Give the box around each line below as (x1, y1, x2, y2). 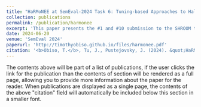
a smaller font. (6, 95, 42, 102)
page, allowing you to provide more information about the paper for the (6, 76, 181, 83)
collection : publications (6, 14, 71, 20)
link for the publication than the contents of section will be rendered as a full (6, 70, 194, 77)
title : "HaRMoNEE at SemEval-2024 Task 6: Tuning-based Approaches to (6, 8, 186, 15)
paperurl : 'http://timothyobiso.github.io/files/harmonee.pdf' (6, 42, 167, 48)
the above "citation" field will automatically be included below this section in (6, 89, 194, 96)
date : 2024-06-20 (6, 31, 50, 37)
